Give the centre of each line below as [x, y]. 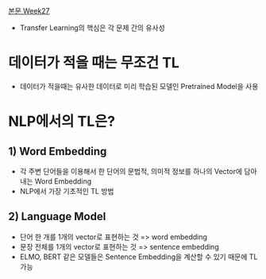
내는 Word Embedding [56, 181]
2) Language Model [57, 217]
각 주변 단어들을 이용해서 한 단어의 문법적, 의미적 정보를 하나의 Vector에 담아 [138, 171]
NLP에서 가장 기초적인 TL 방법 [67, 191]
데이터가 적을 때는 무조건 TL [94, 63]
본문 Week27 [29, 11]
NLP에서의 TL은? [62, 122]
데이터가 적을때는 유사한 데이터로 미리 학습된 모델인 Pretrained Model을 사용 [139, 86]
